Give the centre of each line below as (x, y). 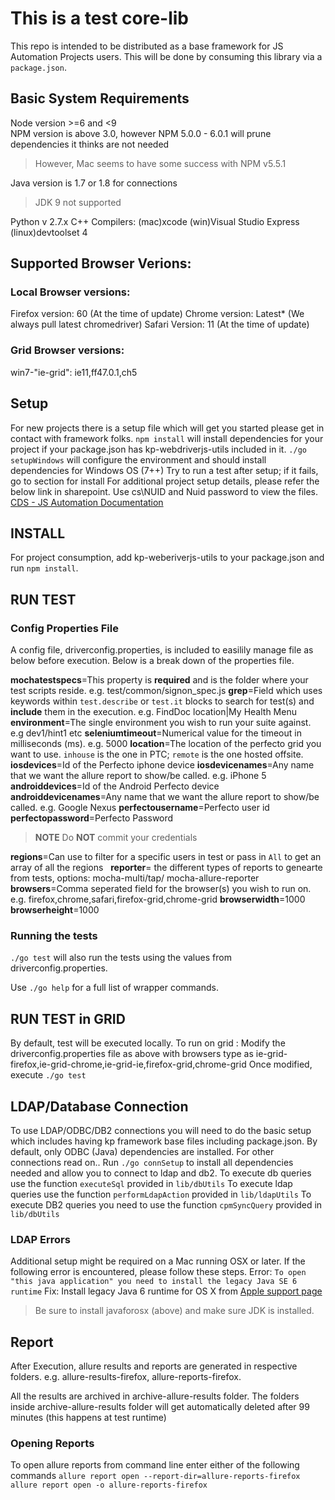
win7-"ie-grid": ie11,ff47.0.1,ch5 (74, 372)
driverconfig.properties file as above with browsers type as (132, 1054)
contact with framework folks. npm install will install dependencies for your (167, 438)
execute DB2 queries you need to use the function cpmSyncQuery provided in (166, 1204)
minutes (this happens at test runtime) (88, 1418)
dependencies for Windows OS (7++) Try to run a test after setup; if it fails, (164, 470)
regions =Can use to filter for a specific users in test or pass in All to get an (166, 857)
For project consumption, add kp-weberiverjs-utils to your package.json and (167, 558)
